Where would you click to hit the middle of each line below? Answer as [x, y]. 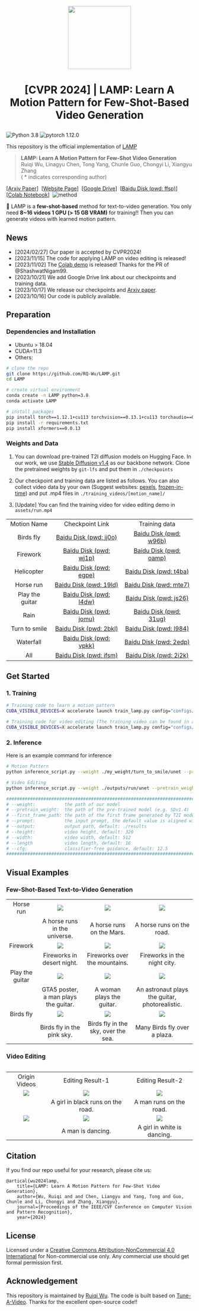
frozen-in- [171, 487]
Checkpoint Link [87, 524]
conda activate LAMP [32, 401]
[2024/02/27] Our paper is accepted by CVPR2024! [78, 252]
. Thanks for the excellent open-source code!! [82, 1301]
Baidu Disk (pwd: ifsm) [87, 655]
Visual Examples [38, 872]
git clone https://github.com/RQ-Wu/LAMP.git [63, 374]
